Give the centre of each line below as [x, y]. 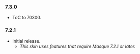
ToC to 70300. [27, 18]
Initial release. [26, 41]
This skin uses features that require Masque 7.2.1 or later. [77, 46]
